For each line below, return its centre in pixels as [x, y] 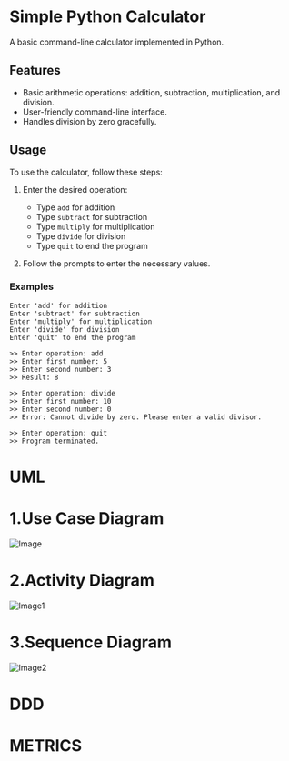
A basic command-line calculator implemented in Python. [117, 42]
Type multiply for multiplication [95, 226]
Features [35, 70]
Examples [32, 286]
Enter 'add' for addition [58, 305]
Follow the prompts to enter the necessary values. [116, 263]
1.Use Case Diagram [87, 519]
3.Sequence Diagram [91, 642]
